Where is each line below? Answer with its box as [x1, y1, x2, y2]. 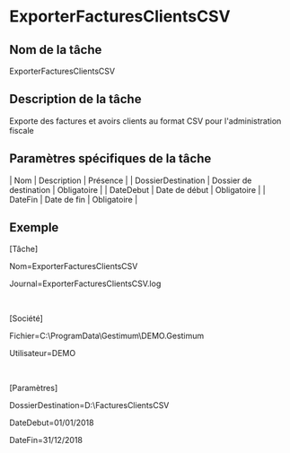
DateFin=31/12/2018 [9, 435, 83, 446]
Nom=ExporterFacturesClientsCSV [9, 261, 138, 272]
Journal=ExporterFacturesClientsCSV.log [9, 278, 162, 289]
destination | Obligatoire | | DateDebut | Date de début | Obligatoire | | [9, 184, 267, 195]
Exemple [9, 220, 59, 235]
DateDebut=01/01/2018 [9, 417, 94, 428]
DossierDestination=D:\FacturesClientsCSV [9, 400, 170, 411]
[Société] [9, 313, 43, 324]
